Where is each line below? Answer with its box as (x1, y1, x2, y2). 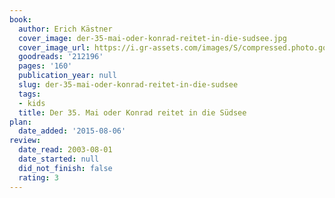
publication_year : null (18, 71, 117, 81)
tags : (18, 89, 42, 99)
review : (9, 136, 42, 146)
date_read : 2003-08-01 (18, 145, 113, 155)
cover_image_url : (18, 42, 91, 53)
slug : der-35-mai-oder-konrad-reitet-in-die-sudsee (18, 80, 239, 90)
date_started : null (18, 154, 100, 164)
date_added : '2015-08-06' (18, 126, 127, 136)
